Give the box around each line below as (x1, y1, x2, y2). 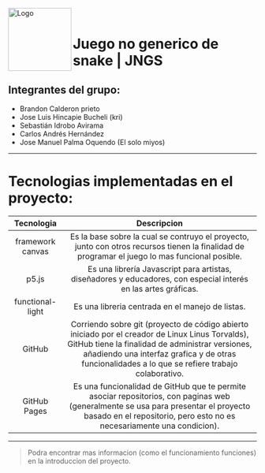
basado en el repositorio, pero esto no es (84, 410, 236, 421)
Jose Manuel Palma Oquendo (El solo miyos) (19, 138, 166, 147)
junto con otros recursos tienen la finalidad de (74, 240, 244, 251)
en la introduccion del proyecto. (27, 456, 132, 465)
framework (15, 236, 56, 247)
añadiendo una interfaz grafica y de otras (83, 348, 237, 359)
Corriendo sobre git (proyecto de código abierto (70, 318, 249, 330)
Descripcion (136, 218, 184, 229)
